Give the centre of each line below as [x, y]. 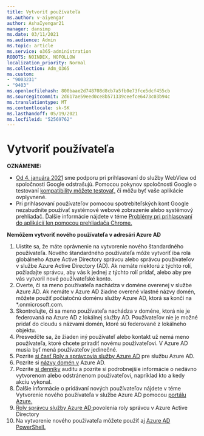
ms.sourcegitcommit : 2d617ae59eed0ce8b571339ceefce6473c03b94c [89, 97]
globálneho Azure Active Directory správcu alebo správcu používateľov [105, 259]
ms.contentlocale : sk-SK [38, 108]
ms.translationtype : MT [37, 102]
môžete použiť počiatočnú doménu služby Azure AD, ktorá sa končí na [104, 298]
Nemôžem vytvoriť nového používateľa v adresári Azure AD [84, 235]
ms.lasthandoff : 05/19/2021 [42, 114]
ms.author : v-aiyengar [36, 18]
